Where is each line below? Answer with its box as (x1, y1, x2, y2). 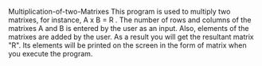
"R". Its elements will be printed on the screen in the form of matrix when (8, 41, 247, 50)
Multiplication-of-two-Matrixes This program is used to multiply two (8, 7, 231, 16)
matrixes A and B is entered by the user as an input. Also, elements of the (8, 24, 249, 33)
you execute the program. (8, 49, 93, 58)
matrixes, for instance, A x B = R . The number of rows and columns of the (8, 15, 252, 25)
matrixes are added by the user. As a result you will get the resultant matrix (8, 32, 254, 41)
